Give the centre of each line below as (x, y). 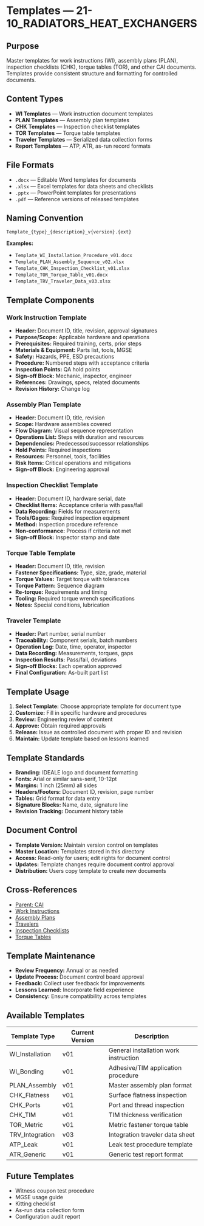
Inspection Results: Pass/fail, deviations (66, 659)
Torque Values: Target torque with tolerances (72, 579)
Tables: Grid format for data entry (57, 798)
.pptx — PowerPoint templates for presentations (76, 193)
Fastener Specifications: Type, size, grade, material (81, 573)
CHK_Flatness (29, 1095)
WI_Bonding (27, 1072)
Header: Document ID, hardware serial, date (70, 498)
